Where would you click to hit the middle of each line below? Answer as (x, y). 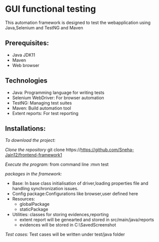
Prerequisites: (27, 43)
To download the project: (30, 140)
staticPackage (34, 209)
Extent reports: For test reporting (45, 113)
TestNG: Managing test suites (42, 103)
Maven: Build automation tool (42, 108)
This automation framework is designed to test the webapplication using (78, 22)
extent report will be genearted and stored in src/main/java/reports (87, 220)
